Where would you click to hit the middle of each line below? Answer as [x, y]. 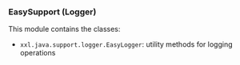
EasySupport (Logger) [52, 12]
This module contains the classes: [64, 29]
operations [38, 53]
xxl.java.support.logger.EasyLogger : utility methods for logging [126, 44]
